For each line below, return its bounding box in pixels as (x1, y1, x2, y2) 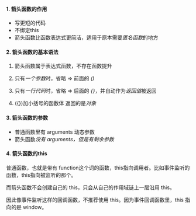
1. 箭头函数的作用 (6, 5, 47, 12)
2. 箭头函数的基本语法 (6, 48, 59, 55)
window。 (22, 203, 47, 210)
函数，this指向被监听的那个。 (6, 171, 77, 178)
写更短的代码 (14, 19, 46, 26)
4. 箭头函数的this (6, 150, 48, 157)
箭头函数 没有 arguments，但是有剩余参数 (14, 135, 114, 142)
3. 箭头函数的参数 (6, 114, 49, 121)
